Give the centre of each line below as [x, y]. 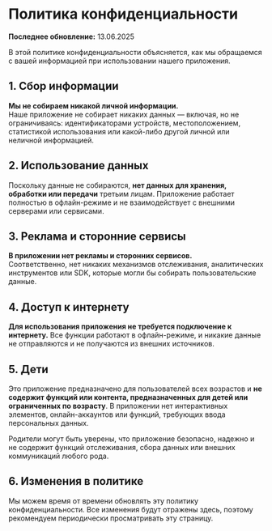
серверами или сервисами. [56, 210]
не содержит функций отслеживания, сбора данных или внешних [122, 447]
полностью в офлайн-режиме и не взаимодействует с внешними [121, 202]
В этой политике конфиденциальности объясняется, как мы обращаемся [136, 52]
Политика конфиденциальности [123, 14]
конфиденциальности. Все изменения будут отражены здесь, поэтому [131, 509]
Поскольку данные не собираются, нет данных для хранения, [117, 185]
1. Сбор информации [64, 86]
